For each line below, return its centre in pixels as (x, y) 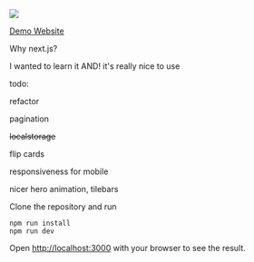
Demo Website (37, 31)
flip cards (27, 154)
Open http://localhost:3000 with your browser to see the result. (128, 248)
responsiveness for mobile (59, 171)
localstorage (33, 136)
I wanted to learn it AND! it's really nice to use (95, 66)
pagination (29, 119)
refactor (24, 101)
